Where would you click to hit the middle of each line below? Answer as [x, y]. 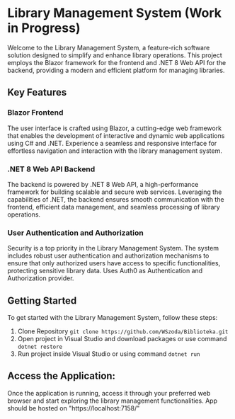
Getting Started [42, 300]
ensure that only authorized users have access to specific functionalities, [114, 263]
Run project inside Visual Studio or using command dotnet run [109, 354]
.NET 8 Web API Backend [51, 169]
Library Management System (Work [114, 13]
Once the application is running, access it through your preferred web [109, 393]
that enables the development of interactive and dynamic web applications [116, 135]
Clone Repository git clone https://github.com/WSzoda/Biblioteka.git [123, 331]
